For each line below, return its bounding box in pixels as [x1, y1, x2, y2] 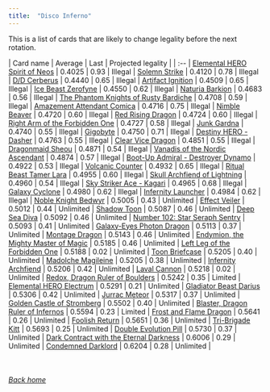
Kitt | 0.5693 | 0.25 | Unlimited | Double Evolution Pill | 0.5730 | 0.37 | [8, 323, 238, 333]
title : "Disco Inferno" [8, 11, 92, 20]
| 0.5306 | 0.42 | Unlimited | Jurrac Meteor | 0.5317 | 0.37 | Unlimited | [8, 290, 240, 299]
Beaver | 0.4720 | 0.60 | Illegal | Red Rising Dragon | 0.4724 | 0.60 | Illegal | [8, 110, 258, 119]
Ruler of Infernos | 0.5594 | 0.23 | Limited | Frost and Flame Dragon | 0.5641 [8, 307, 260, 316]
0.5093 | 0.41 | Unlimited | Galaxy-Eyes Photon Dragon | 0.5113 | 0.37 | [8, 221, 242, 231]
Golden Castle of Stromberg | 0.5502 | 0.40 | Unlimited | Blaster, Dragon [8, 298, 248, 307]
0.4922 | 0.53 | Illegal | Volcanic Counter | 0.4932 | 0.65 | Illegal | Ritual [8, 161, 244, 170]
